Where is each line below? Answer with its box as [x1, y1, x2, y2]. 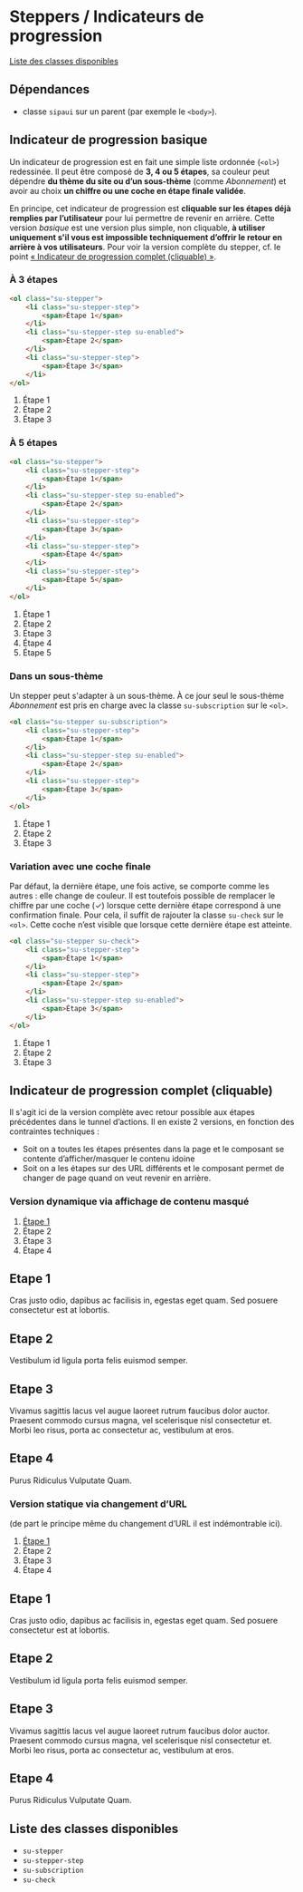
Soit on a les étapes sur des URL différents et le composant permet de [22, 1163, 285, 1174]
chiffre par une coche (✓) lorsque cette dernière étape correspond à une [9, 899, 282, 910]
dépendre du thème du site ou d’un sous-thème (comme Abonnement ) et [9, 175, 287, 187]
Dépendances [9, 82, 90, 97]
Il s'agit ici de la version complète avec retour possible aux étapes [9, 1107, 255, 1118]
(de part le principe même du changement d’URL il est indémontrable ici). [9, 1518, 283, 1529]
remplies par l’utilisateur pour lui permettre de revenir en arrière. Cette [9, 212, 276, 223]
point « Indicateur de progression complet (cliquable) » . [9, 251, 217, 262]
